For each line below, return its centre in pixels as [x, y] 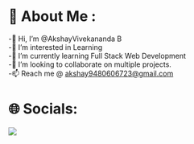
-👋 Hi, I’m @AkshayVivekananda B [65, 39]
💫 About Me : [52, 16]
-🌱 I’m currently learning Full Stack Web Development [97, 56]
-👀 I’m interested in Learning [56, 47]
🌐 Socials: [43, 109]
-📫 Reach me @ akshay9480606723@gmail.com [91, 73]
